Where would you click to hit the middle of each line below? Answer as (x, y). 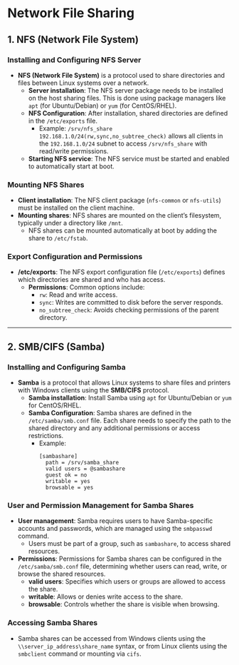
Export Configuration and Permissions (75, 257)
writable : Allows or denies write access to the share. (106, 597)
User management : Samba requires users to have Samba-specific (115, 521)
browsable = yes (69, 488)
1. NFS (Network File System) (73, 40)
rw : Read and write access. (78, 295)
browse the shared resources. (62, 574)
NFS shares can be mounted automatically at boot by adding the (122, 230)
